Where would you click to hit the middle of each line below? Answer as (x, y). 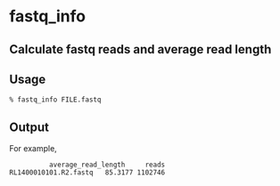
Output (29, 127)
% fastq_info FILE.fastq (55, 100)
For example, (33, 149)
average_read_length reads (107, 165)
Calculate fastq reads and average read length (140, 49)
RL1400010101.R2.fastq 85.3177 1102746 (87, 173)
